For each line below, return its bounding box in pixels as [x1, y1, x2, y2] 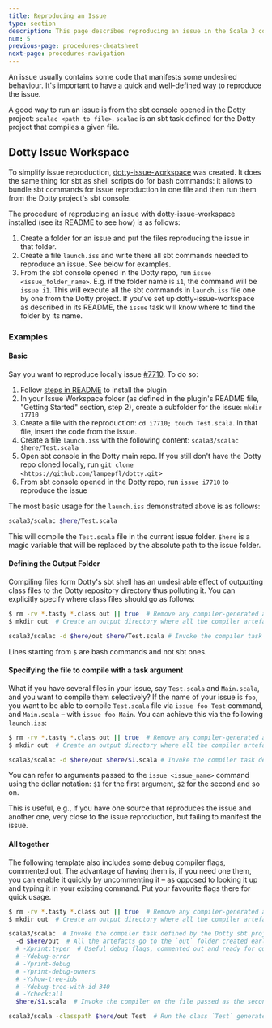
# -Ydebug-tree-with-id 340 [15, 983, 111, 991]
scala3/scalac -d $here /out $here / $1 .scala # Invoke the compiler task [8, 756, 255, 764]
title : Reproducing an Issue [8, 11, 107, 20]
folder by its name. [19, 310, 83, 321]
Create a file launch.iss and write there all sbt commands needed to [19, 250, 249, 260]
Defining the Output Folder [8, 559, 100, 568]
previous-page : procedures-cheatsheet [8, 42, 139, 50]
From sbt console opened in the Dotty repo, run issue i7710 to [19, 477, 229, 486]
